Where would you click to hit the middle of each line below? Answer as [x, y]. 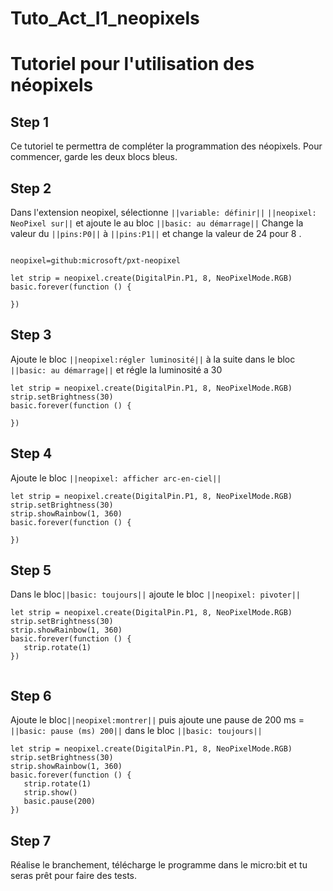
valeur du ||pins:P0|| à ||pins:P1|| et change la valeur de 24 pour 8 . [156, 233]
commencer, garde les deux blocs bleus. [94, 157]
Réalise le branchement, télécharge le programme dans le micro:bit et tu [159, 865]
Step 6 [31, 695]
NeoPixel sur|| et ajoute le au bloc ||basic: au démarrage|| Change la [157, 223]
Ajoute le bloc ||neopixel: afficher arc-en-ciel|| [116, 478]
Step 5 [31, 570]
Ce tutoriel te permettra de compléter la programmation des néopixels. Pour [166, 146]
